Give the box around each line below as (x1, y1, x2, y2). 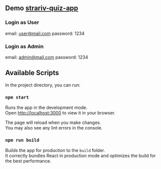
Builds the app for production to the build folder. (5, 147, 105, 153)
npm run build (5, 137, 39, 143)
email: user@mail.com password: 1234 (5, 30, 85, 36)
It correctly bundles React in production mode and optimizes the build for (5, 152, 156, 159)
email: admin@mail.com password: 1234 (5, 54, 88, 60)
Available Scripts (5, 68, 59, 77)
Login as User (5, 19, 39, 26)
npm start (5, 94, 29, 100)
